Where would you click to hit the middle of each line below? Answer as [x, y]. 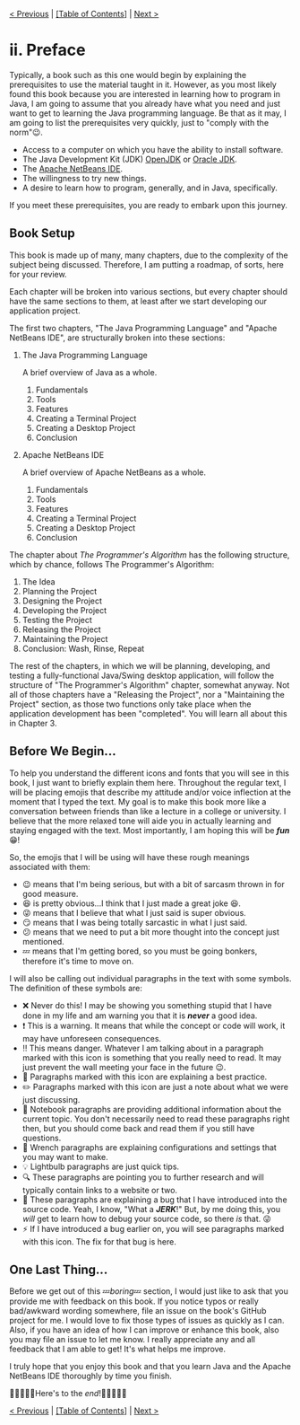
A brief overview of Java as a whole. [90, 372]
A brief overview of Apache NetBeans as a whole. [114, 472]
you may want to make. [65, 1157]
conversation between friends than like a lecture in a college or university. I [148, 811]
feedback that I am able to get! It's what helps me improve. [118, 1349]
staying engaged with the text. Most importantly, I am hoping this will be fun [150, 830]
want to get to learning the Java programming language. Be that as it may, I [148, 113]
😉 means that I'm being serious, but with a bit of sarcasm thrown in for [153, 884]
